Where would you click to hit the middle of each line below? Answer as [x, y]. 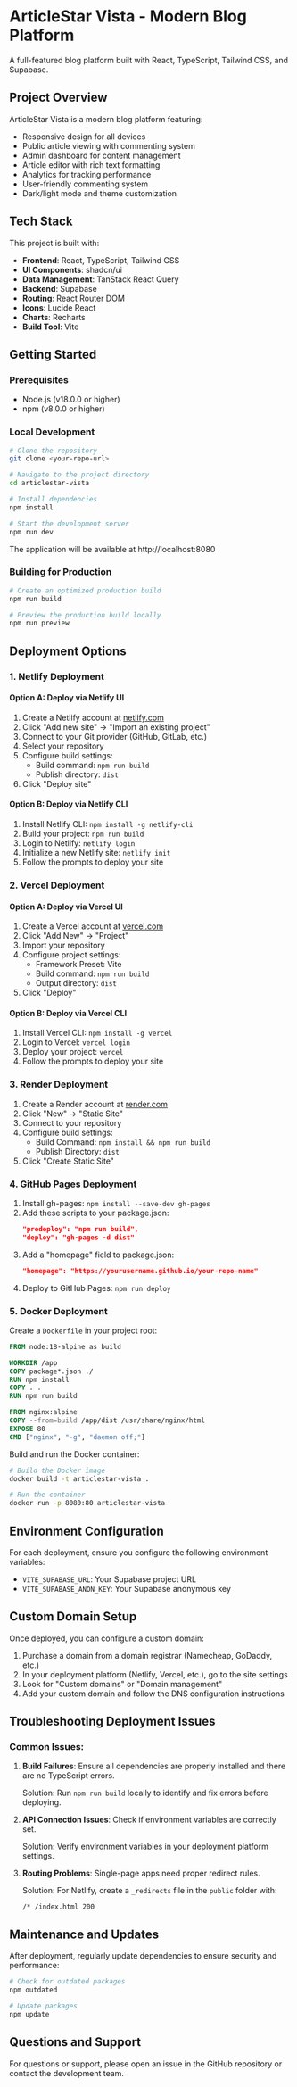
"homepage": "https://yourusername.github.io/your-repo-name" [140, 1271]
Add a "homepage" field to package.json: [98, 1255]
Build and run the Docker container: [74, 1454]
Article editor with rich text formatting [91, 165]
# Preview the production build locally [86, 615]
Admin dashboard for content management [101, 155]
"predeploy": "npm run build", [80, 1229]
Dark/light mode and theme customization [99, 193]
